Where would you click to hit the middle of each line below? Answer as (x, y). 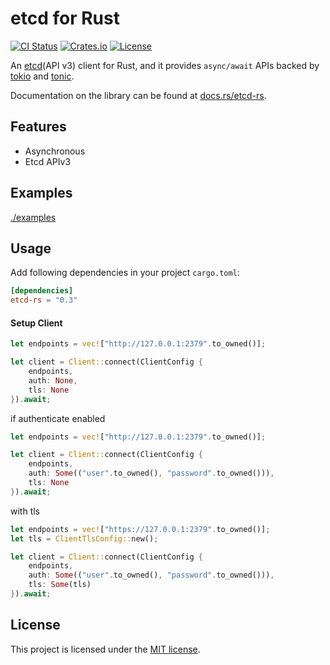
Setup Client (36, 323)
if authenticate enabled (58, 418)
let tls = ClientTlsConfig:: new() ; (84, 538)
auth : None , (53, 380)
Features (38, 127)
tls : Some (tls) (60, 585)
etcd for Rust (65, 18)
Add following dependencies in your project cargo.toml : (125, 273)
